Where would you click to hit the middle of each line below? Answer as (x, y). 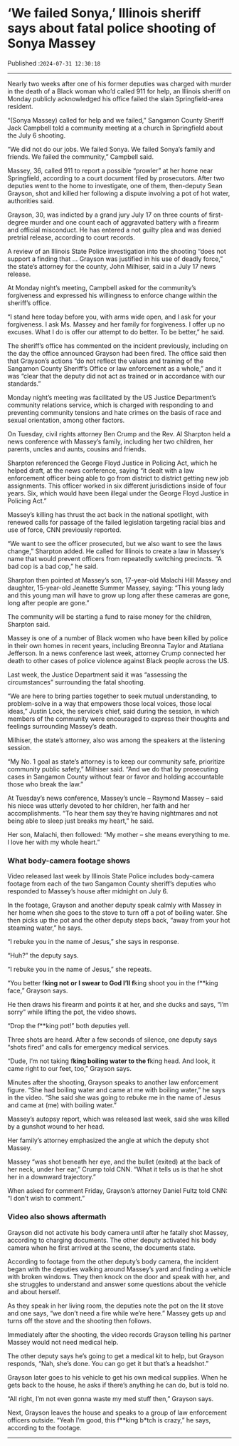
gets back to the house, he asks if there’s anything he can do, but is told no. (118, 1385)
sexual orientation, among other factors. (66, 420)
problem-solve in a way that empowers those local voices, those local (110, 703)
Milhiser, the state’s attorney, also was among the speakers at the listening (116, 740)
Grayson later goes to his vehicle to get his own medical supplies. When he (117, 1377)
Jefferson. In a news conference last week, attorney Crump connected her (117, 653)
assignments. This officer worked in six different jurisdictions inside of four (117, 486)
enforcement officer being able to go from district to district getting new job (118, 478)
